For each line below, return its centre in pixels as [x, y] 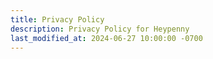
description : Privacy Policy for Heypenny [100, 29]
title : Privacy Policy [57, 19]
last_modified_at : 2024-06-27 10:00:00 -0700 [106, 38]
